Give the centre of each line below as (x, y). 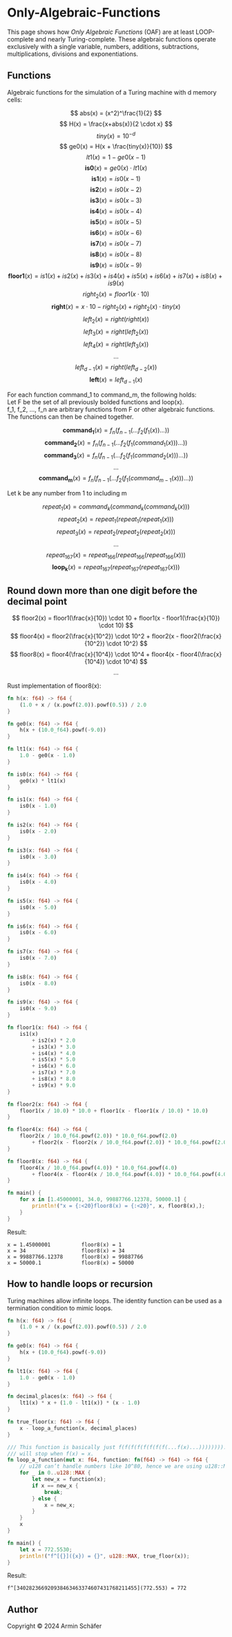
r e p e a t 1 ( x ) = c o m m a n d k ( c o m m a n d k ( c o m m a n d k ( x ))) (116, 507)
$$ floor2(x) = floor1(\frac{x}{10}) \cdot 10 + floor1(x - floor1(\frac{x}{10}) (116, 618)
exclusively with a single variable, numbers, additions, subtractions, (103, 46)
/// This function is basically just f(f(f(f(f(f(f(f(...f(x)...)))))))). (117, 1447)
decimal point (37, 602)
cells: (15, 100)
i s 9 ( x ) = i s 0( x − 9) (116, 265)
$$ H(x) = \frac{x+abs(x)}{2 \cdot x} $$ (116, 124)
